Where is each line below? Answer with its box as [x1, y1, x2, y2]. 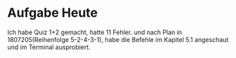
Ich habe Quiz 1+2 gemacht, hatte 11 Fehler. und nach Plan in [7, 28, 183, 36]
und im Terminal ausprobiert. [7, 43, 91, 51]
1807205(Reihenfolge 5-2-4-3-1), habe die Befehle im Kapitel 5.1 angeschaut [7, 35, 229, 43]
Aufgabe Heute [7, 5, 98, 21]
